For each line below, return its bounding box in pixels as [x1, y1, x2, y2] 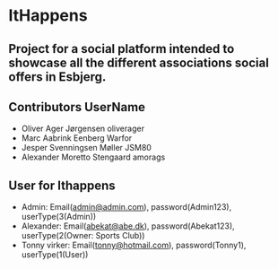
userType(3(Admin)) [21, 212, 97, 222]
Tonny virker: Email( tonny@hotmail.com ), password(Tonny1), [21, 239, 247, 251]
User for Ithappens [8, 178, 116, 193]
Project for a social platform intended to [8, 41, 235, 56]
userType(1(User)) [21, 249, 89, 260]
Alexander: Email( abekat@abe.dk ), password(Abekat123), [21, 221, 235, 231]
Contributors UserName [8, 100, 145, 115]
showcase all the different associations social [8, 55, 270, 70]
